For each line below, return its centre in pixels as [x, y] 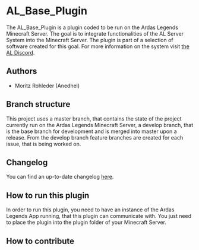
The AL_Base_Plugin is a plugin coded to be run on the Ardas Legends [92, 27]
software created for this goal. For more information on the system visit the [98, 46]
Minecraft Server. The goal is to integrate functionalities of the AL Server [95, 33]
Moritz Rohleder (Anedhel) [47, 86]
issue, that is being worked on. [44, 144]
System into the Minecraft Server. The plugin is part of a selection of [90, 40]
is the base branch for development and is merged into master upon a [91, 131]
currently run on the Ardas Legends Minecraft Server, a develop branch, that [100, 125]
